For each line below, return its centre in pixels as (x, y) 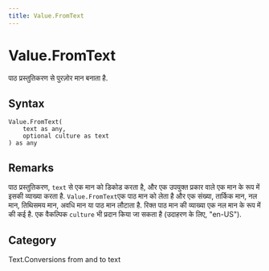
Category (33, 240)
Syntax (26, 103)
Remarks (31, 168)
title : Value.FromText (46, 16)
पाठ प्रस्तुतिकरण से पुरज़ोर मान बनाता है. (58, 78)
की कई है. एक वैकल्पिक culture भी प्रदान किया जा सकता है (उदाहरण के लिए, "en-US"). (125, 215)
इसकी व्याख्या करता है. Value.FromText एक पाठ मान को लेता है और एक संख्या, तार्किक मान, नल (133, 196)
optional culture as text (66, 136)
